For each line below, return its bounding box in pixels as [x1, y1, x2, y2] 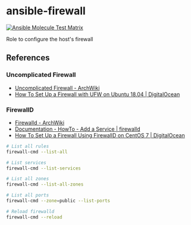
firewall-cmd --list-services [6, 165, 82, 171]
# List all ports [6, 192, 49, 198]
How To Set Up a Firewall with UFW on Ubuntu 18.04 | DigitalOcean [14, 91, 180, 98]
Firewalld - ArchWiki [14, 119, 64, 126]
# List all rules [6, 143, 49, 149]
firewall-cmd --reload [6, 214, 62, 220]
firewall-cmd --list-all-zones [6, 181, 84, 187]
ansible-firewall [6, 4, 86, 18]
